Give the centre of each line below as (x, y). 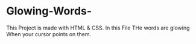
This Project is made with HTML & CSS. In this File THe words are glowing (98, 28)
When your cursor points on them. (49, 34)
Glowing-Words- (49, 11)
